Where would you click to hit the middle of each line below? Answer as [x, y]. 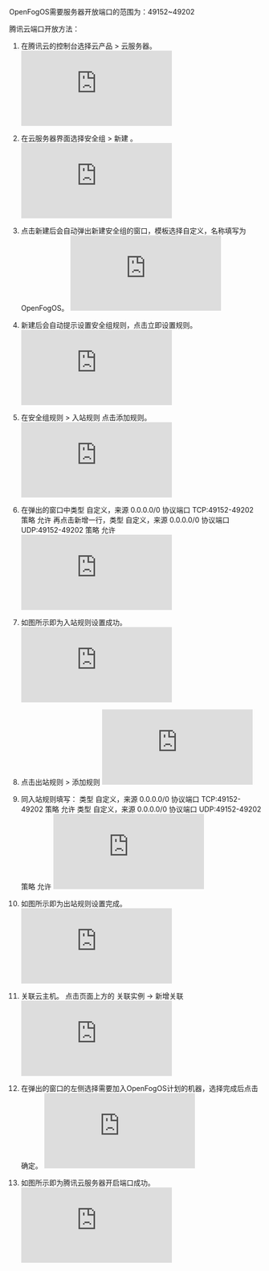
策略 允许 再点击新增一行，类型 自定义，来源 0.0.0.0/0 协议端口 [125, 520]
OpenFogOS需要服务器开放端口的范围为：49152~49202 [102, 12]
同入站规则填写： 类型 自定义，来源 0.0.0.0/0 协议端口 [110, 799]
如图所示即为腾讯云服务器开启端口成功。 [88, 1183]
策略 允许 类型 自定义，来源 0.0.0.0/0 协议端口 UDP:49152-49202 [153, 809]
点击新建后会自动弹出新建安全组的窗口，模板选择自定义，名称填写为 [133, 231]
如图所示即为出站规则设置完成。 [73, 903]
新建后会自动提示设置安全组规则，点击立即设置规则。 [109, 325]
